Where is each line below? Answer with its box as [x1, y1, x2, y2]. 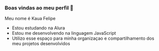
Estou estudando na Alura [11, 25, 65, 31]
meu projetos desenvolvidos [11, 41, 70, 47]
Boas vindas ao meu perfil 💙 [4, 4, 74, 11]
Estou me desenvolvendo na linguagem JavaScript [11, 30, 116, 36]
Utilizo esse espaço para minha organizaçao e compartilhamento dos [11, 35, 155, 41]
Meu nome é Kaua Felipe [4, 16, 56, 22]
